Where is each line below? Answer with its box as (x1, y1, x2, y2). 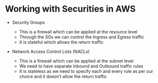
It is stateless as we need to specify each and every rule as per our (19, 68, 154, 74)
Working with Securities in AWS (5, 3, 136, 15)
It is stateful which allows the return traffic (19, 39, 104, 45)
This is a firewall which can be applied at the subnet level (19, 58, 134, 64)
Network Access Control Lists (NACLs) (12, 49, 90, 54)
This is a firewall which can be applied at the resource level (19, 29, 138, 34)
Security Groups (12, 19, 45, 25)
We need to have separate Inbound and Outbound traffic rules (19, 63, 143, 69)
